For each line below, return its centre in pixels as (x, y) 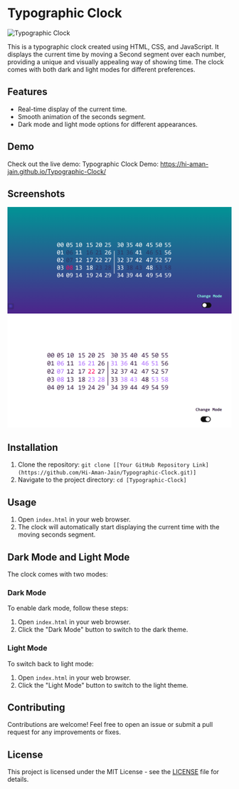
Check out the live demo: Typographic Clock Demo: (83, 164)
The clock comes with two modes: (58, 574)
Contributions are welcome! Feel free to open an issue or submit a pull (110, 725)
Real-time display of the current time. (72, 109)
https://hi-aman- (184, 164)
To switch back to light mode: (51, 663)
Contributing (36, 707)
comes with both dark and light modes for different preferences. (101, 69)
